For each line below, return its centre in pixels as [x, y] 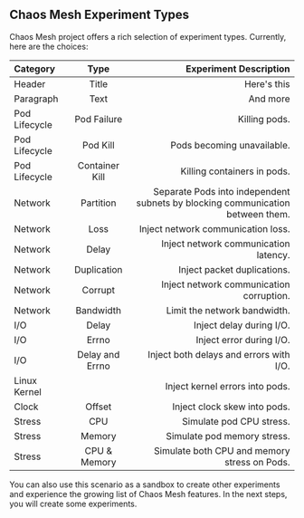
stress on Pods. [257, 462]
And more [269, 99]
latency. [273, 254]
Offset [99, 407]
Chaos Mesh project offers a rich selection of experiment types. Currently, [148, 36]
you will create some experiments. [73, 504]
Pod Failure [99, 119]
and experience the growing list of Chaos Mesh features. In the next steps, [148, 494]
